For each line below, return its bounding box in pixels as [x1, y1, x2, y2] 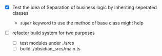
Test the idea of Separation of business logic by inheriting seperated [12, 5, 157, 10]
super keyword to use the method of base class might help [19, 20, 144, 26]
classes [12, 10, 29, 16]
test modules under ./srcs [19, 40, 74, 46]
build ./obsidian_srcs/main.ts [19, 46, 80, 52]
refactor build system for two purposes [12, 30, 95, 36]
